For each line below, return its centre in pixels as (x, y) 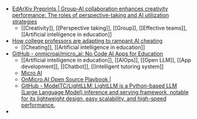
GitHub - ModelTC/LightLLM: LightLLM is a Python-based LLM (99, 86)
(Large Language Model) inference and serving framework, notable (105, 92)
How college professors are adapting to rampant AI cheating (87, 41)
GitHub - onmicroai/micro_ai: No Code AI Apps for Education (87, 53)
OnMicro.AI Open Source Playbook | (66, 79)
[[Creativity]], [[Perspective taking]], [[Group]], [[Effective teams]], (104, 28)
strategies (24, 21)
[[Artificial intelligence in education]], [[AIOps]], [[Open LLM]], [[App (106, 60)
